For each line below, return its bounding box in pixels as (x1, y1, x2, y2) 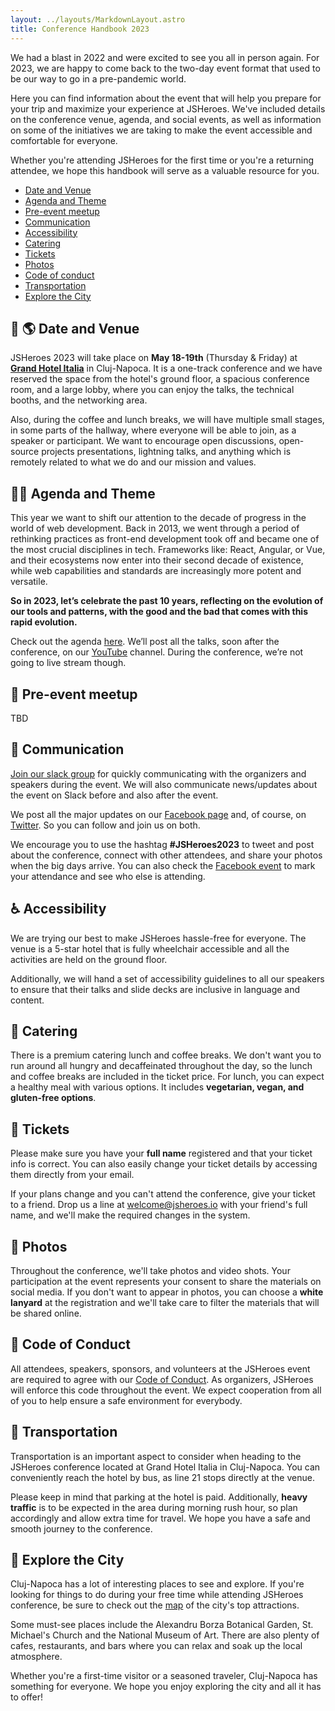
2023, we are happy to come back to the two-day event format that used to (10, 62, 321, 74)
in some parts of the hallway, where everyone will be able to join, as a (10, 424, 297, 436)
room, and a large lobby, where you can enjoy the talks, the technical (10, 384, 295, 396)
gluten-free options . (10, 1092, 97, 1104)
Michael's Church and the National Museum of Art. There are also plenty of (10, 1629, 320, 1641)
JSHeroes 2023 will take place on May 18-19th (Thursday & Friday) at (10, 352, 298, 364)
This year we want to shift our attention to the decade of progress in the (10, 512, 307, 524)
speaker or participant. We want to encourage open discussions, (10, 435, 277, 447)
